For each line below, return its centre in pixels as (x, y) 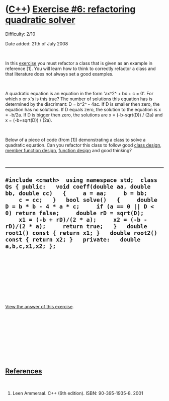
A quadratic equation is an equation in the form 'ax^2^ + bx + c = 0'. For (79, 93)
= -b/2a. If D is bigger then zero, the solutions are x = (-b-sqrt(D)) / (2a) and (84, 115)
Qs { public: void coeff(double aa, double (78, 187)
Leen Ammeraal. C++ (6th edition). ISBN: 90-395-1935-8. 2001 (78, 393)
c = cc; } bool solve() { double (88, 200)
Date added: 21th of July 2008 (37, 43)
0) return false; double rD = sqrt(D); (75, 213)
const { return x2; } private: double (73, 240)
